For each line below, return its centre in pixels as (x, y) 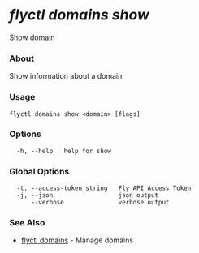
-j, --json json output (88, 195)
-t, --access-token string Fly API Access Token (104, 188)
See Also (27, 223)
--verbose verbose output (100, 203)
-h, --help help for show (64, 151)
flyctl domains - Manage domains (77, 240)
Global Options (39, 171)
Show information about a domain (66, 76)
